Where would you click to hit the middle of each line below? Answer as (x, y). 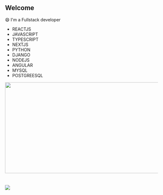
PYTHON (21, 49)
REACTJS (22, 29)
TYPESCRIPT (25, 39)
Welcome (20, 8)
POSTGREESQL (27, 75)
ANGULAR (22, 65)
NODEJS (21, 60)
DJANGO (21, 55)
